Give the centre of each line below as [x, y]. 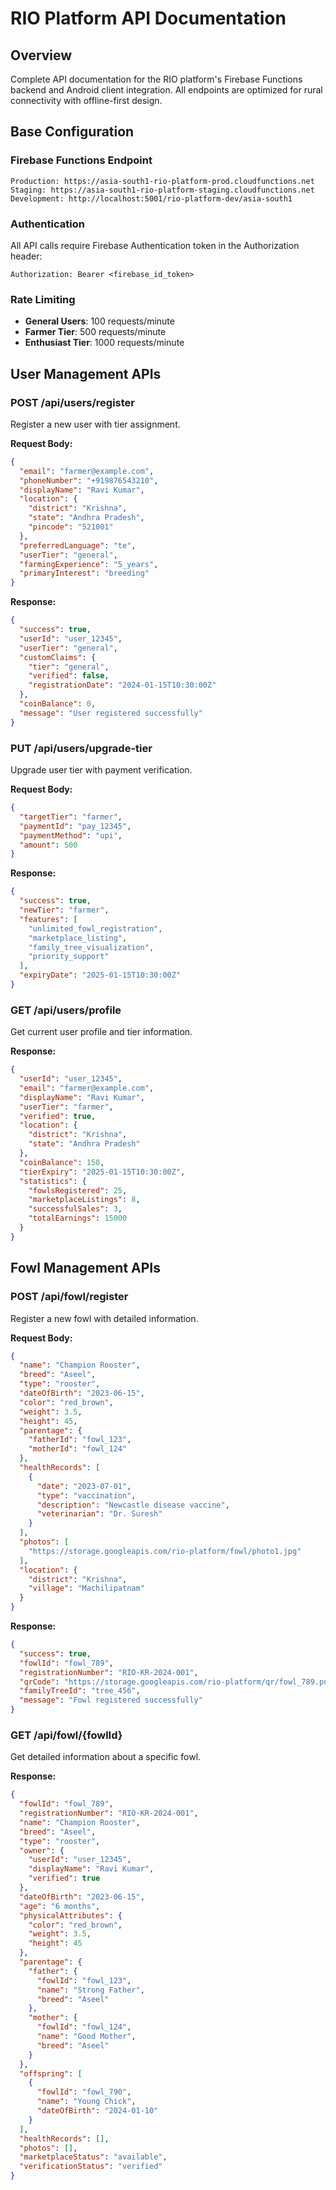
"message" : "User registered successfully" [111, 713]
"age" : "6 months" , [60, 1906]
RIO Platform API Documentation [148, 18]
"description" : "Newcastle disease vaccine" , [133, 1505]
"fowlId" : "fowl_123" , [84, 1980]
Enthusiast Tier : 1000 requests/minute [104, 343]
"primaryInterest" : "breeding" [84, 573]
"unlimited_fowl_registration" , [95, 928]
